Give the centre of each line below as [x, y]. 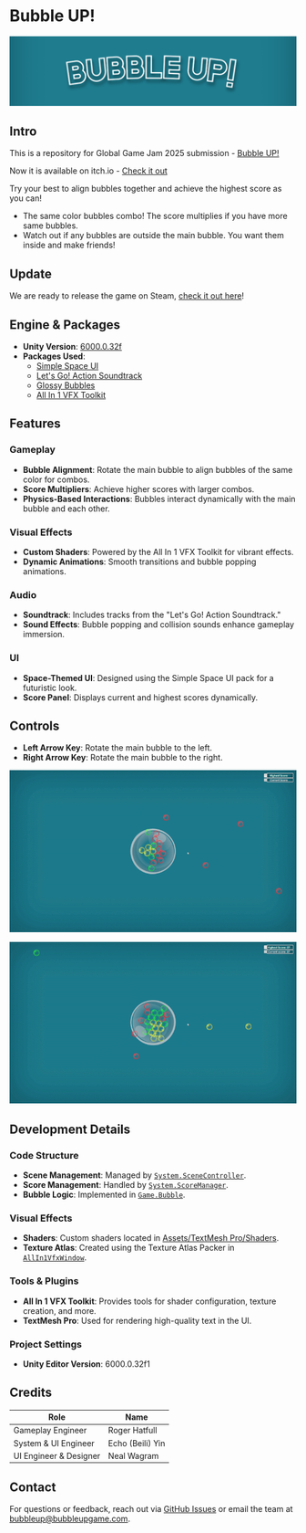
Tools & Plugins [44, 1281]
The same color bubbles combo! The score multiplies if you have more [155, 216]
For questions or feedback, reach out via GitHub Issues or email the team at [151, 1509]
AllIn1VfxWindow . [55, 1257]
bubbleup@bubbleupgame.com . [70, 1519]
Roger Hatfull [133, 1431]
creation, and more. [60, 1310]
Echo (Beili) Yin [137, 1443]
